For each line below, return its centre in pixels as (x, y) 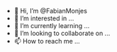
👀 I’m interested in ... (44, 18)
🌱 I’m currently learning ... (52, 26)
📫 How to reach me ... (47, 41)
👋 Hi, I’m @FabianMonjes (50, 11)
